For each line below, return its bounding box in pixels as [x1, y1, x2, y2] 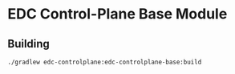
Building [7, 37, 50, 51]
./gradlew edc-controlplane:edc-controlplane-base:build [7, 58, 202, 66]
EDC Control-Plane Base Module [7, 5, 228, 23]
